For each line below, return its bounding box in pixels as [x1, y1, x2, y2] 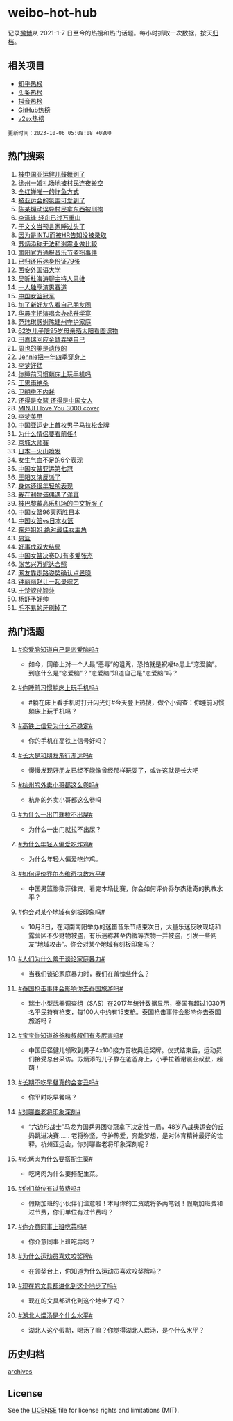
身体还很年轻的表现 [17, 481, 74, 490]
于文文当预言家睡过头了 [17, 222, 85, 230]
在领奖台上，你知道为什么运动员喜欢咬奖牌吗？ [28, 1267, 162, 1276]
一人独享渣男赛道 [17, 283, 67, 291]
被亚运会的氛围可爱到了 [17, 196, 85, 204]
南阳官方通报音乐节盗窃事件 [17, 248, 98, 257]
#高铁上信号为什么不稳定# [17, 722, 93, 730]
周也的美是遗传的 [17, 344, 67, 352]
